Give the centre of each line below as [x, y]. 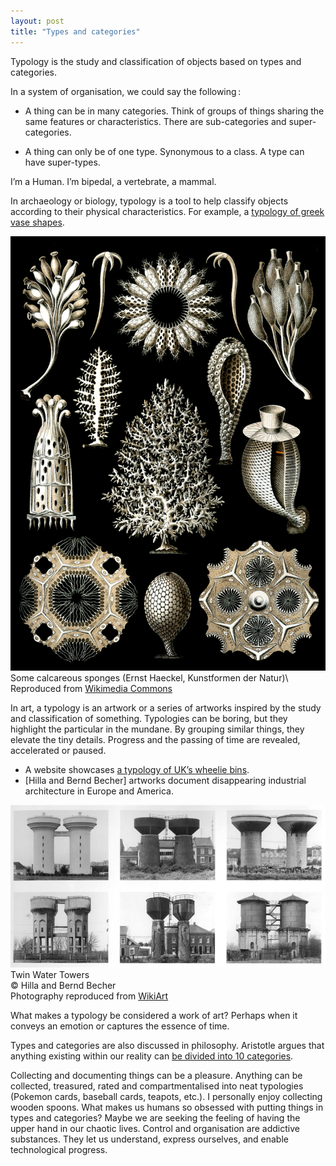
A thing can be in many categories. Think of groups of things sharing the [174, 111]
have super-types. [62, 162]
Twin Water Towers [50, 975]
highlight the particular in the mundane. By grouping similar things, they [157, 729]
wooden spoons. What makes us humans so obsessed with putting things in [167, 1107]
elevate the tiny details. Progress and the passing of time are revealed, [155, 740]
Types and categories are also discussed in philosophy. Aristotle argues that [167, 1046]
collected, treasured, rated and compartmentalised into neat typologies [157, 1086]
